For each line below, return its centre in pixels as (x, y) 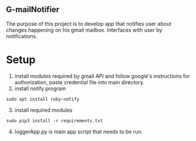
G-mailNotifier (33, 10)
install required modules (43, 110)
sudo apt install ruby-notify (43, 99)
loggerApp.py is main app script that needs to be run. (78, 132)
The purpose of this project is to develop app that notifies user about (89, 23)
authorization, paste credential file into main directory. (79, 82)
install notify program (40, 88)
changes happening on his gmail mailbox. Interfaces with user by (84, 30)
